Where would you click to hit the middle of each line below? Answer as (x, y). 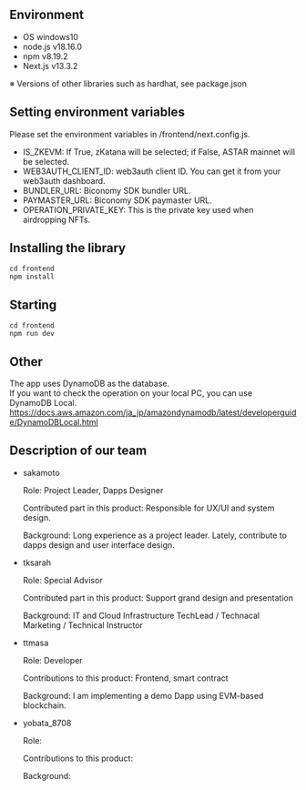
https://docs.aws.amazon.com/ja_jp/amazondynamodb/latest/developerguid (153, 412)
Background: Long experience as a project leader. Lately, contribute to (155, 535)
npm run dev (32, 334)
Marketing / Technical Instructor (83, 625)
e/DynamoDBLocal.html (54, 422)
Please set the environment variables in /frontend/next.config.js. (130, 134)
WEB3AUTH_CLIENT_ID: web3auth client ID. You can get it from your (151, 171)
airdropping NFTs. (56, 219)
